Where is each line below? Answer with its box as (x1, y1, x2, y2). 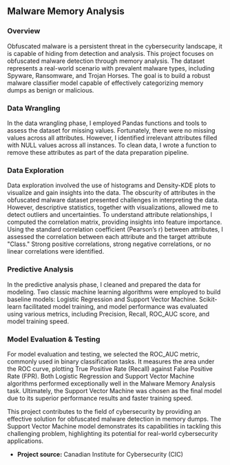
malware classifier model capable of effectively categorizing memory (7, 79, 204, 87)
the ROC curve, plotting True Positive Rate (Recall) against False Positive (7, 364, 213, 372)
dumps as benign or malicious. (7, 86, 94, 94)
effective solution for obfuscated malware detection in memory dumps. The (7, 415, 222, 423)
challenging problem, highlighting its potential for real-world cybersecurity (7, 429, 218, 437)
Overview (7, 26, 41, 36)
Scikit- (198, 295, 218, 303)
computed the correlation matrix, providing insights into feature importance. (7, 218, 222, 227)
